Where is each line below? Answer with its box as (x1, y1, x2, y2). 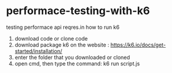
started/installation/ (14, 47, 63, 54)
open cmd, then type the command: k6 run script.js (14, 60, 140, 67)
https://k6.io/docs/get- (110, 41, 166, 48)
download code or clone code (14, 35, 88, 42)
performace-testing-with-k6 (6, 4, 150, 18)
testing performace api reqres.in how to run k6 (6, 24, 120, 31)
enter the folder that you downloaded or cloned (14, 54, 130, 61)
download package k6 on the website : (14, 41, 109, 48)
